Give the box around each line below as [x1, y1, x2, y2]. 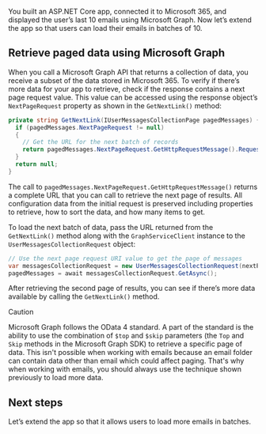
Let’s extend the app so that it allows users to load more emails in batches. [8, 417, 252, 426]
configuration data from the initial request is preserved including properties [8, 198, 253, 208]
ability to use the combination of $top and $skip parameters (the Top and [8, 331, 245, 341]
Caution [8, 308, 34, 317]
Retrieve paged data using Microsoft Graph [8, 47, 226, 60]
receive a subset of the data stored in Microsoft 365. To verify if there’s [8, 75, 240, 85]
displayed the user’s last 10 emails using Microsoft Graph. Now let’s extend [8, 15, 252, 25]
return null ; [15, 160, 59, 168]
